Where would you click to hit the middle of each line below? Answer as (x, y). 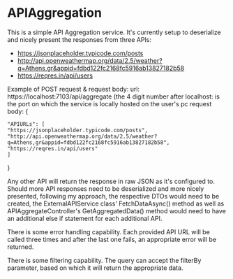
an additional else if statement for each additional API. (85, 218)
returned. (21, 247)
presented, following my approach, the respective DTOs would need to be (113, 196)
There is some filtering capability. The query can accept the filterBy (104, 260)
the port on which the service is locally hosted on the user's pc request (110, 103)
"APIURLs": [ (26, 124)
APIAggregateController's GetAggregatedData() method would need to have (117, 210)
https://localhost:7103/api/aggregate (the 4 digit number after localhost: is (113, 96)
